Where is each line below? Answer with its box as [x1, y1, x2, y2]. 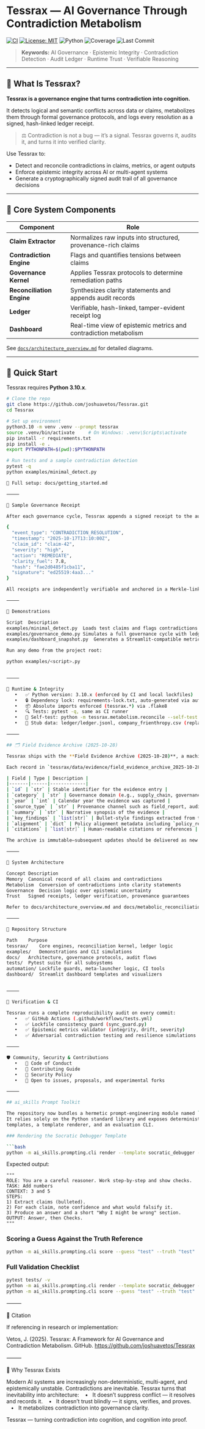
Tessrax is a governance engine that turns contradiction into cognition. [6, 95, 190, 102]
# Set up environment [6, 418, 62, 424]
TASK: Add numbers [6, 1183, 53, 1189]
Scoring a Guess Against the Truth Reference [6, 1235, 143, 1243]
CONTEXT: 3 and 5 [6, 1188, 51, 1195]
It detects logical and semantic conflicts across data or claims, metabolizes [6, 106, 195, 114]
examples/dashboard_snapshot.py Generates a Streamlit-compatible [6, 636, 182, 642]
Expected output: [6, 1161, 50, 1168]
